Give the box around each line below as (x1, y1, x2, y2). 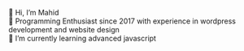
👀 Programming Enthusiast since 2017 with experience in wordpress (8, 16, 236, 26)
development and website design (8, 25, 120, 34)
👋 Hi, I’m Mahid (8, 8, 59, 17)
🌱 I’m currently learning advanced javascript (8, 33, 157, 43)
